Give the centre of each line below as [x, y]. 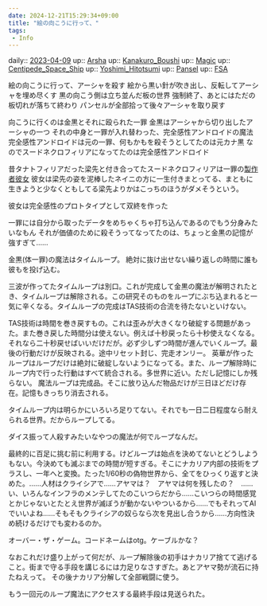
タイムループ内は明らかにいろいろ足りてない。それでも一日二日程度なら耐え [133, 410]
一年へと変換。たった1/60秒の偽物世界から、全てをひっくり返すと [143, 474]
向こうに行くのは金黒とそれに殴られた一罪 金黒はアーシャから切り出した [127, 122]
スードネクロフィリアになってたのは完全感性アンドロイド [116, 152]
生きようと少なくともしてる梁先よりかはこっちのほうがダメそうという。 [126, 189]
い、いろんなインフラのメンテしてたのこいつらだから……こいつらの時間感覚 [132, 494]
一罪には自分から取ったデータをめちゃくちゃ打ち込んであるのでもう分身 [126, 223]
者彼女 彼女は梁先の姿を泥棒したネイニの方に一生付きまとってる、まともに [131, 179]
